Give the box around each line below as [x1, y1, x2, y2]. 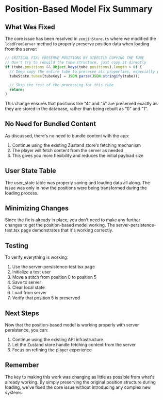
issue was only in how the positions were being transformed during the [5, 185, 147, 190]
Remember [5, 361, 39, 369]
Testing [5, 241, 29, 249]
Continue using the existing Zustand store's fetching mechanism [12, 142, 141, 148]
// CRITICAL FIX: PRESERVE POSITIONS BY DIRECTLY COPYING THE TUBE [5, 56, 145, 60]
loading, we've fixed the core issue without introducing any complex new [5, 384, 151, 390]
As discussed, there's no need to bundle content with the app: [5, 133, 130, 138]
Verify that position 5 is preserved [12, 295, 80, 301]
